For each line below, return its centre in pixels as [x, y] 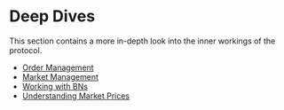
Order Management [58, 67]
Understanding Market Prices [76, 96]
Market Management [60, 76]
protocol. [26, 50]
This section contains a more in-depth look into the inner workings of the [142, 41]
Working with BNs [55, 86]
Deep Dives [52, 16]
